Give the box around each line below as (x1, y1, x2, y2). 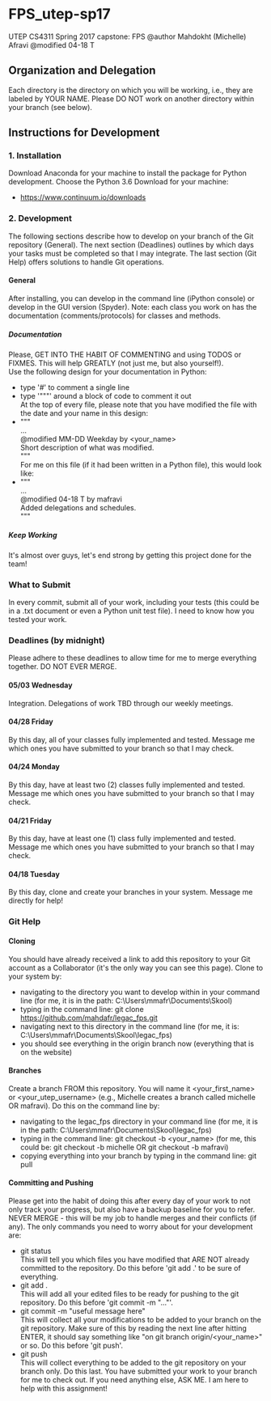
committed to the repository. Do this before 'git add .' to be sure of (19, 1263, 241, 1273)
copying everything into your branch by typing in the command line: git (19, 1150, 257, 1161)
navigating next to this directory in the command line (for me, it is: (19, 1021, 240, 1031)
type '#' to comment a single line (19, 382, 130, 392)
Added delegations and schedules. (19, 502, 137, 512)
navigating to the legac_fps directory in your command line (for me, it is (19, 1116, 259, 1126)
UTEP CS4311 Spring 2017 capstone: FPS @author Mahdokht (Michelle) (8, 32, 247, 41)
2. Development (8, 213, 73, 224)
